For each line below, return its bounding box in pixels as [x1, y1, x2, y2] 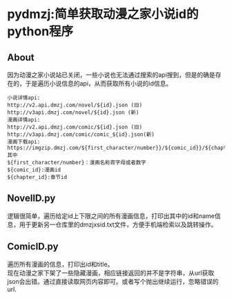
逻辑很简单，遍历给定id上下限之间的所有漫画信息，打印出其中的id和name [7, 211, 215, 220]
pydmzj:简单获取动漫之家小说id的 [7, 6, 199, 22]
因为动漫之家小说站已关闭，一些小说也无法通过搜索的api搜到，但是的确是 [7, 70, 215, 79]
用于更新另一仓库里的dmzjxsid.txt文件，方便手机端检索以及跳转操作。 [19, 220, 217, 229]
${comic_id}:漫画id [7, 166, 61, 173]
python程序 [7, 23, 74, 39]
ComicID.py [7, 241, 59, 253]
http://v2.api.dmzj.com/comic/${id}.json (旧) [7, 124, 143, 131]
